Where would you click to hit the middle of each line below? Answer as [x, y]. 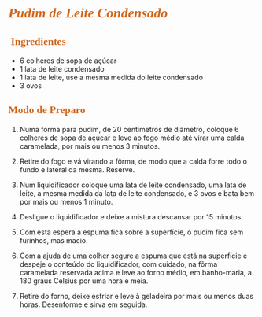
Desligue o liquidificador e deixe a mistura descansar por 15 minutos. [131, 216]
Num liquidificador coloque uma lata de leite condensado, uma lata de [133, 185]
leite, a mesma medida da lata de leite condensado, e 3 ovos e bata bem [137, 193]
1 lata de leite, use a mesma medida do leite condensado [111, 77]
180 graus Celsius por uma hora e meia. [84, 281]
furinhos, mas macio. [54, 240]
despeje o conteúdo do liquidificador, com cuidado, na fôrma [118, 264]
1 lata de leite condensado [62, 69]
